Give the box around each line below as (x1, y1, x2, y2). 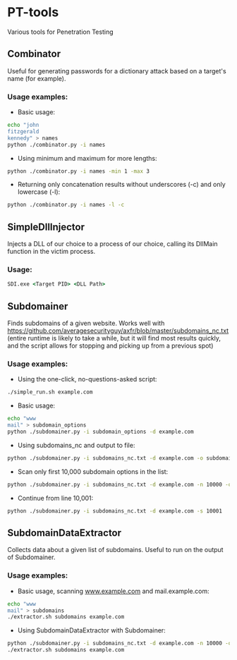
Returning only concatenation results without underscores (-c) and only (17, 181, 226, 189)
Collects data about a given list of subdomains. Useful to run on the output (7, 546, 224, 554)
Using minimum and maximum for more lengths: (17, 154, 157, 162)
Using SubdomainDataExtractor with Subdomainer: (17, 626, 166, 635)
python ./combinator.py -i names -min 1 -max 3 (7, 167, 150, 175)
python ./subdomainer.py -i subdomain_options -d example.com (7, 428, 194, 436)
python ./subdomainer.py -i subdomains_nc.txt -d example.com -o (7, 454, 203, 462)
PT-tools (7, 4, 59, 20)
